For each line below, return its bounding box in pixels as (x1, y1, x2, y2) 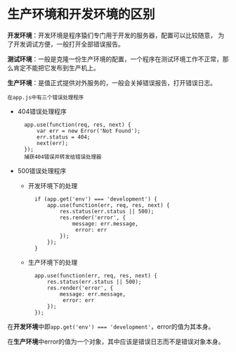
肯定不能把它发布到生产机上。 (13, 63, 100, 72)
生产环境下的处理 (27, 258, 78, 266)
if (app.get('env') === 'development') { (34, 195, 158, 203)
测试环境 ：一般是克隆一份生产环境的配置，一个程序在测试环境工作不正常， (7, 54, 223, 63)
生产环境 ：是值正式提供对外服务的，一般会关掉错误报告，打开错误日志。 (7, 78, 216, 87)
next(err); (36, 139, 69, 146)
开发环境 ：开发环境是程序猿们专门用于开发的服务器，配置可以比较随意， (7, 31, 216, 39)
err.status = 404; (36, 133, 91, 141)
